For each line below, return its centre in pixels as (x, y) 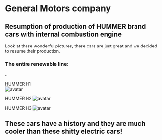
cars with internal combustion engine (63, 34)
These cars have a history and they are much (75, 124)
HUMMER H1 (18, 84)
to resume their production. (33, 51)
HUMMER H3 (18, 108)
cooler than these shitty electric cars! (64, 131)
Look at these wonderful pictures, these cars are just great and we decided (81, 46)
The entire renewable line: (37, 64)
